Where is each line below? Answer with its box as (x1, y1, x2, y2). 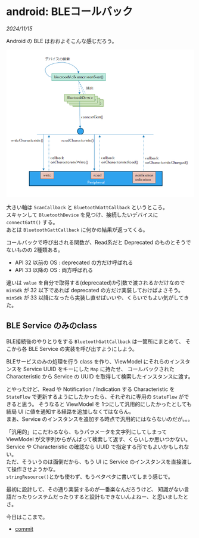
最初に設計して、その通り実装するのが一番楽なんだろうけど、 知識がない (6, 485, 185, 493)
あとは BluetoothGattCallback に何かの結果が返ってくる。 (6, 226, 148, 233)
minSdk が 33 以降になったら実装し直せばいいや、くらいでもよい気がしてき (6, 294, 189, 301)
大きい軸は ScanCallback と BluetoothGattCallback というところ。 (6, 203, 168, 210)
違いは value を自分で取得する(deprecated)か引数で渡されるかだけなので (6, 279, 185, 286)
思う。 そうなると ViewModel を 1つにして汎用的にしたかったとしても (21, 401, 192, 408)
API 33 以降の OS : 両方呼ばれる (14, 266, 94, 273)
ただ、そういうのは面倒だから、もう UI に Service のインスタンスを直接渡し (6, 458, 192, 465)
